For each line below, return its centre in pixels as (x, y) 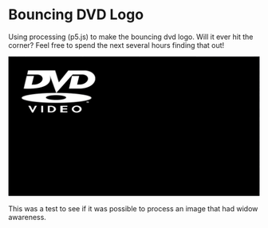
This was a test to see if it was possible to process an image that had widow (133, 209)
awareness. (27, 218)
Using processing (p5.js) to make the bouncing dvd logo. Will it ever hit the (131, 37)
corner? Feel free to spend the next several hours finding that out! (116, 45)
